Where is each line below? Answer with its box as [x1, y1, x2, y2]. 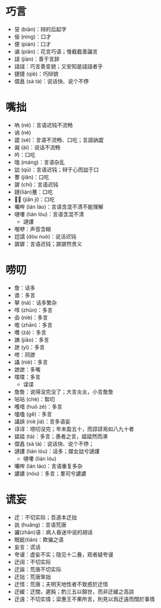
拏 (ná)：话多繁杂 [14, 299, 58, 306]
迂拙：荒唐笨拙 [14, 573, 51, 580]
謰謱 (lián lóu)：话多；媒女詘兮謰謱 [14, 448, 100, 455]
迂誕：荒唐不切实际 [14, 565, 62, 573]
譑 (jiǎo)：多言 [14, 336, 49, 343]
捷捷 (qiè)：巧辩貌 [14, 70, 59, 77]
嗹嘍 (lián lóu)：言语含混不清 [14, 210, 84, 218]
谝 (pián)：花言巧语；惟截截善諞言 [14, 48, 99, 55]
